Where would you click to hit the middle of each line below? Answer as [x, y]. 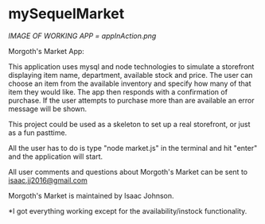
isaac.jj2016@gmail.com [48, 180]
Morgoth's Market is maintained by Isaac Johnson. [91, 195]
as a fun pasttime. [38, 133]
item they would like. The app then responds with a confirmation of [118, 91]
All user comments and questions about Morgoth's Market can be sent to [128, 172]
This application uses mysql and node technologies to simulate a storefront [131, 66]
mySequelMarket [66, 14]
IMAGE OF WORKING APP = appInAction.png [82, 36]
